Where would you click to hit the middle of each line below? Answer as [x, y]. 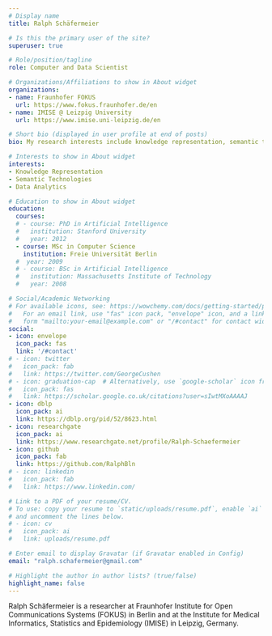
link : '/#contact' [47, 352]
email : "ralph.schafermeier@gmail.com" [76, 561]
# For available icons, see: [57, 306]
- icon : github [34, 449]
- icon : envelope [38, 337]
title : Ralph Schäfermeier [54, 23]
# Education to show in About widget [72, 201]
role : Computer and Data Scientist [68, 68]
